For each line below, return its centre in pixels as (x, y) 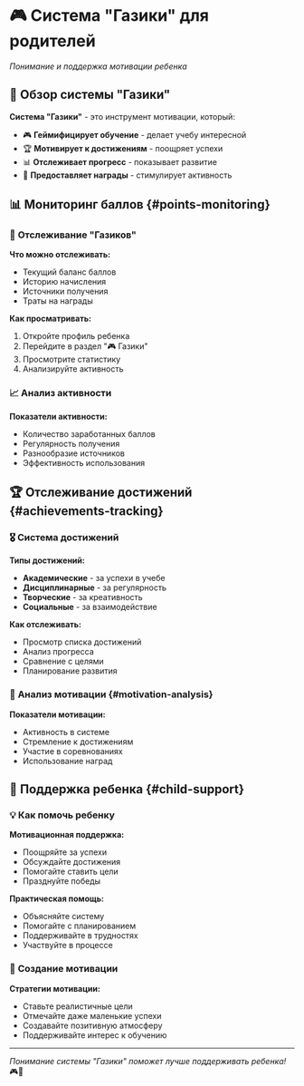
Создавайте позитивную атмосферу (92, 1025)
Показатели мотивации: (57, 714)
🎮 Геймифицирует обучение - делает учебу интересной (134, 134)
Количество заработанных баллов (89, 433)
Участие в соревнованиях (73, 751)
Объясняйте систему (63, 916)
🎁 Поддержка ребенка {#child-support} (127, 789)
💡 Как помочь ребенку (62, 815)
